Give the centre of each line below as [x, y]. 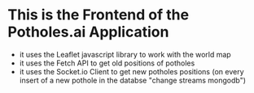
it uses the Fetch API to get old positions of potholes [107, 63]
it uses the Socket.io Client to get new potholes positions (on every [132, 71]
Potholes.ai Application [88, 32]
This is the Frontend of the [98, 15]
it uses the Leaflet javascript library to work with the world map [125, 54]
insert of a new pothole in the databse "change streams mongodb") [132, 80]
